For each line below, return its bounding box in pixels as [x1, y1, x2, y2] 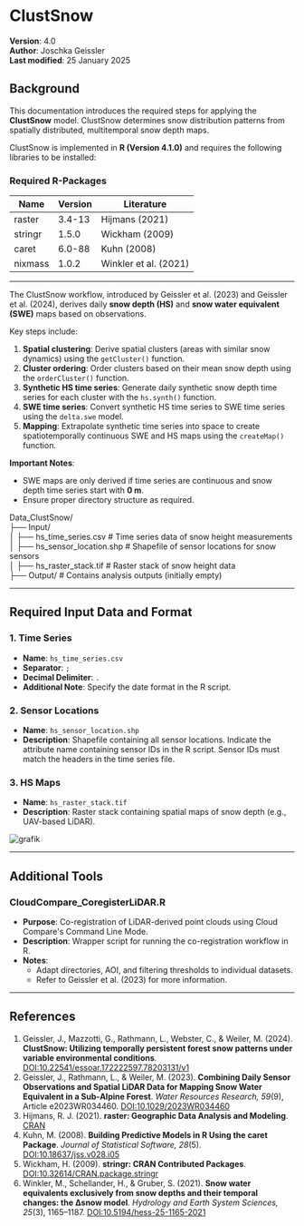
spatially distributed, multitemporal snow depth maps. [9, 124, 210, 135]
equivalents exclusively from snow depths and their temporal [22, 1187, 259, 1198]
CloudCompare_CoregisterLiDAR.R [9, 896, 166, 908]
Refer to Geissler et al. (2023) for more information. [35, 975, 228, 986]
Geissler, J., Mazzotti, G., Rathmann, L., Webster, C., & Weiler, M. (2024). [22, 1033, 293, 1044]
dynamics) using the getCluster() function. [22, 353, 185, 364]
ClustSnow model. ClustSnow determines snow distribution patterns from [9, 114, 285, 125]
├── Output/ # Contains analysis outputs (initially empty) [9, 570, 223, 581]
